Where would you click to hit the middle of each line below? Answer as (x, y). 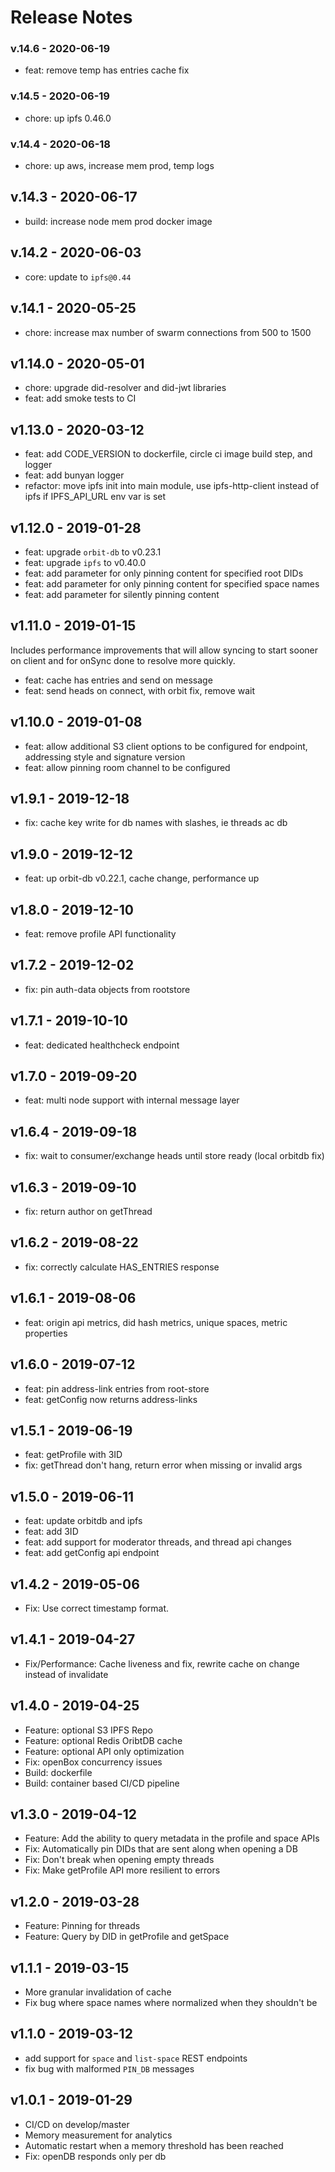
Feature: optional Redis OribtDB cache (103, 1740)
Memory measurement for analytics (98, 2135)
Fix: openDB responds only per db (95, 2156)
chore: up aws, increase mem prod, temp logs (119, 166)
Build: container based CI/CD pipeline (102, 1783)
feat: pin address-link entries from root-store (117, 1388)
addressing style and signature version (105, 757)
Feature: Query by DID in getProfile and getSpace (127, 1937)
